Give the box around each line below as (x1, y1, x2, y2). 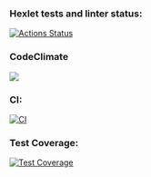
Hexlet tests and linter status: (9, 7, 143, 20)
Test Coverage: (9, 136, 79, 149)
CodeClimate (9, 51, 69, 64)
